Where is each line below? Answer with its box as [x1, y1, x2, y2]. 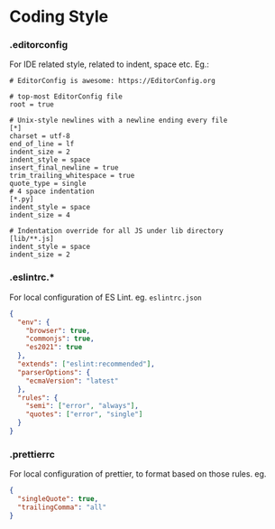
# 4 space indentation [9, 187, 95, 196]
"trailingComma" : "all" [17, 503, 106, 512]
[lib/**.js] [9, 235, 54, 244]
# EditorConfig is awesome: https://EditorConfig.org [9, 77, 216, 86]
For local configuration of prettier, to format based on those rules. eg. [9, 469, 267, 479]
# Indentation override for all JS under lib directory [9, 227, 224, 236]
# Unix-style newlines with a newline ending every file [9, 116, 228, 125]
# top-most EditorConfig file [9, 92, 124, 101]
